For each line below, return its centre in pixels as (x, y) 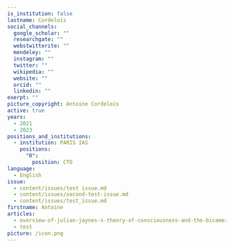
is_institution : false (40, 14)
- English (27, 175)
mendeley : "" (32, 53)
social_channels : (32, 26)
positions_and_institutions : (49, 136)
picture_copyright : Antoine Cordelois (63, 104)
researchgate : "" (38, 40)
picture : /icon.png (35, 233)
